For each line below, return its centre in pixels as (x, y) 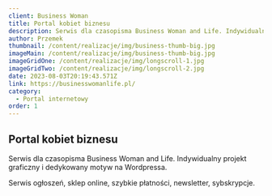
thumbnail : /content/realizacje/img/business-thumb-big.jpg (112, 46)
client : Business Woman (49, 16)
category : (25, 91)
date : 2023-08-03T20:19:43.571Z (63, 76)
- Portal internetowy (52, 99)
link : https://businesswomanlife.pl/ (72, 83)
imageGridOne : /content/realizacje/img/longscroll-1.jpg (106, 62)
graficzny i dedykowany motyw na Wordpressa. (88, 167)
